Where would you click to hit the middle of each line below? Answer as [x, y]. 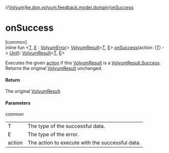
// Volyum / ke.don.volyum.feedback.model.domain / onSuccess [69, 7]
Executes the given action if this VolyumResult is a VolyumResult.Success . [83, 63]
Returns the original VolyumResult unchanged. [54, 68]
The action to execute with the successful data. [84, 143]
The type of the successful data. [66, 126]
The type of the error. [53, 135]
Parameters [18, 103]
